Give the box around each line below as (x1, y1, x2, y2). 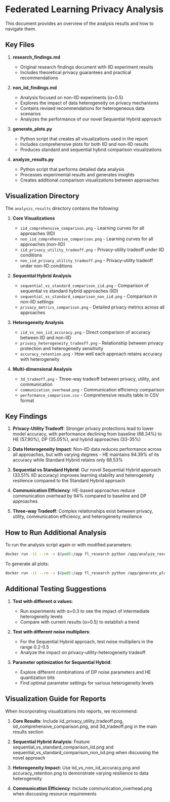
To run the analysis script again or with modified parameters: (5, 542, 133, 548)
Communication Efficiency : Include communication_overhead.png (12, 785, 153, 791)
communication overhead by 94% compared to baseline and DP (12, 493, 147, 499)
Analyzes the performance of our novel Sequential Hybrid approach (20, 116, 162, 122)
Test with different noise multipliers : (12, 629, 91, 635)
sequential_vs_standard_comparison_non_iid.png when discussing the (12, 749, 159, 755)
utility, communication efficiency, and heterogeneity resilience (12, 513, 143, 519)
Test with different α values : (12, 598, 73, 604)
